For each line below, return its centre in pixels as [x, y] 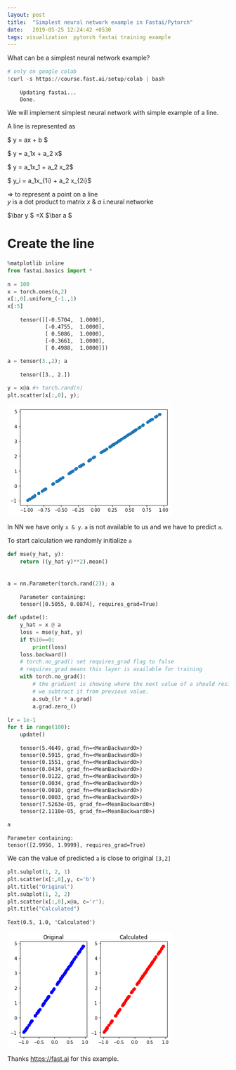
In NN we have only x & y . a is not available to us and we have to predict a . [115, 527]
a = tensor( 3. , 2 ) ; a [38, 362]
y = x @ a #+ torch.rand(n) [45, 388]
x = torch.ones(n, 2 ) [38, 291]
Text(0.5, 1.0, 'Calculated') [52, 923]
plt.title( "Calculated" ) [44, 909]
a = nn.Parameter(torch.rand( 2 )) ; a [61, 584]
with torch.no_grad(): [53, 677]
